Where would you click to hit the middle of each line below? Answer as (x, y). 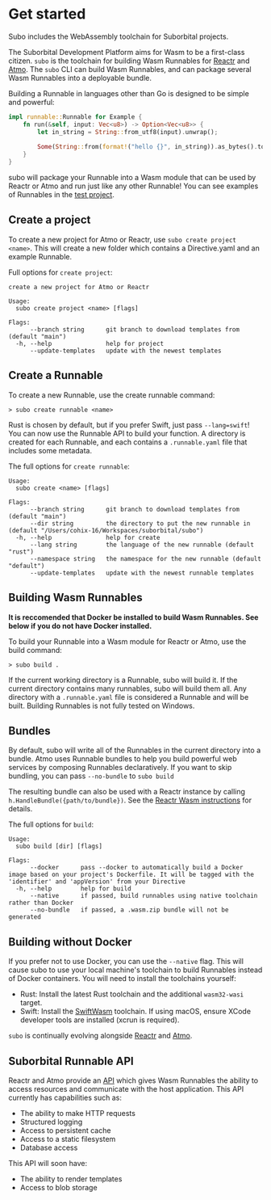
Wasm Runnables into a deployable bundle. (80, 78)
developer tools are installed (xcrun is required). (100, 1020)
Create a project (50, 220)
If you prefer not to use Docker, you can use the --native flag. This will (126, 962)
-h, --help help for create (88, 537)
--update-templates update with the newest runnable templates (142, 573)
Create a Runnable (56, 375)
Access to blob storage (59, 1187)
